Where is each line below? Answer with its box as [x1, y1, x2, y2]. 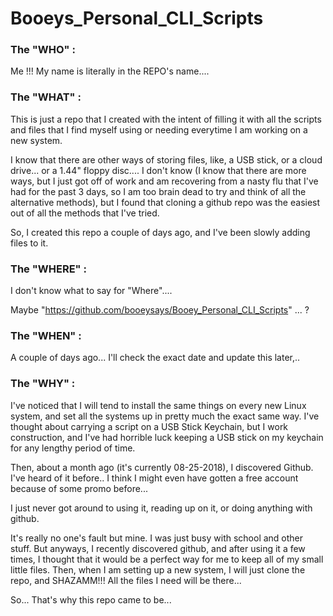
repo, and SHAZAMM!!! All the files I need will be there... [10, 574, 242, 586]
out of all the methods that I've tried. [10, 207, 160, 219]
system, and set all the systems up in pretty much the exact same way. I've [10, 410, 320, 422]
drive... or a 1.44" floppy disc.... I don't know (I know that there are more [10, 164, 307, 176]
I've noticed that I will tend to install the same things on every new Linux [10, 399, 307, 411]
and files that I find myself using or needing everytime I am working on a [10, 123, 308, 136]
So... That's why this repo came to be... [10, 593, 172, 606]
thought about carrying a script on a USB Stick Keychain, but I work [10, 420, 289, 432]
